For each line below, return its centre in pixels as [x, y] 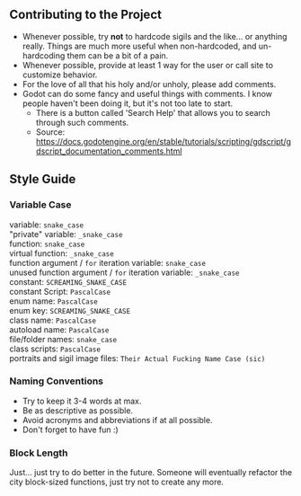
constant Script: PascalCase [60, 291]
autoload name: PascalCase [59, 329]
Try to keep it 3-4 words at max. [82, 401]
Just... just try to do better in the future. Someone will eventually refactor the [151, 473]
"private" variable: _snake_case [66, 234]
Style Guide [43, 179]
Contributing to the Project [85, 15]
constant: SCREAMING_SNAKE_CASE [68, 281]
